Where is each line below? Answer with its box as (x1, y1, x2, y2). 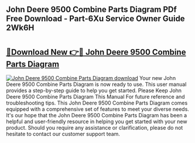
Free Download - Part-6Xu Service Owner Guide (6, 14, 186, 24)
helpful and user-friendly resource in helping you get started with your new (6, 118, 187, 125)
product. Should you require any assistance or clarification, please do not (6, 124, 183, 131)
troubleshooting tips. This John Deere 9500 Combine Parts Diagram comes (6, 99, 188, 106)
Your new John (139, 75, 176, 81)
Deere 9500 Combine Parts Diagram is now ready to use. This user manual (6, 81, 187, 88)
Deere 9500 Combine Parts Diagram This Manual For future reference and (6, 93, 186, 100)
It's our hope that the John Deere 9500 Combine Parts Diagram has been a (6, 112, 187, 118)
